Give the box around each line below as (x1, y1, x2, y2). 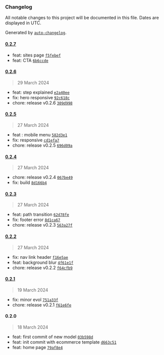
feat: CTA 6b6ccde (12, 57, 49, 63)
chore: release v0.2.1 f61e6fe (12, 301, 72, 308)
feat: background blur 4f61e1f (12, 259, 73, 265)
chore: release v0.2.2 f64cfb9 (12, 264, 73, 271)
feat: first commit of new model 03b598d (12, 334, 93, 340)
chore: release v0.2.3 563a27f (12, 222, 73, 228)
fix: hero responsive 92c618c (12, 94, 70, 100)
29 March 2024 (17, 79, 50, 85)
